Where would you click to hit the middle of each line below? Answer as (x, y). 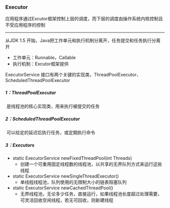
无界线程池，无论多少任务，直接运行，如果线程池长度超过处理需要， (91, 194)
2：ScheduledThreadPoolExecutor (42, 119)
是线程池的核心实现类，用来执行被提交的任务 (53, 106)
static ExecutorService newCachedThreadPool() (63, 188)
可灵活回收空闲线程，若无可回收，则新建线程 (67, 200)
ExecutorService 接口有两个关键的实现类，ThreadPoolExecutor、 (73, 75)
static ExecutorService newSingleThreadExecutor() (66, 176)
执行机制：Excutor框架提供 (40, 64)
